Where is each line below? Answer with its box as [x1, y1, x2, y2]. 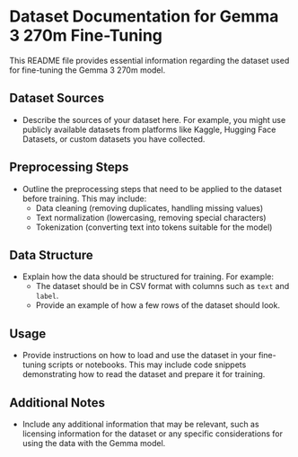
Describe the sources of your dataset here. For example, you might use [22, 114, 286, 125]
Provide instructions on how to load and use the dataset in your [22, 350, 257, 361]
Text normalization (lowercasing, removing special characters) [35, 212, 267, 223]
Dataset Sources [9, 91, 105, 106]
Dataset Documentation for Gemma [9, 6, 279, 27]
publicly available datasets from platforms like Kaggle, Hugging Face [22, 124, 276, 135]
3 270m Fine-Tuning [9, 25, 163, 46]
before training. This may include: [22, 193, 147, 204]
